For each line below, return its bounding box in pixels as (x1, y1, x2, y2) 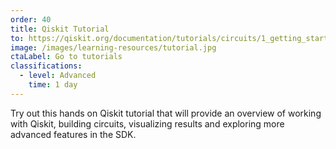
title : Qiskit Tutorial (10, 24, 110, 34)
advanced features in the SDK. (10, 128, 137, 140)
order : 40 (10, 14, 52, 25)
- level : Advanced (19, 71, 97, 81)
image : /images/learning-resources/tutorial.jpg (10, 42, 217, 53)
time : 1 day (28, 80, 78, 90)
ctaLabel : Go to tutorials (10, 52, 123, 62)
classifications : (10, 61, 83, 71)
